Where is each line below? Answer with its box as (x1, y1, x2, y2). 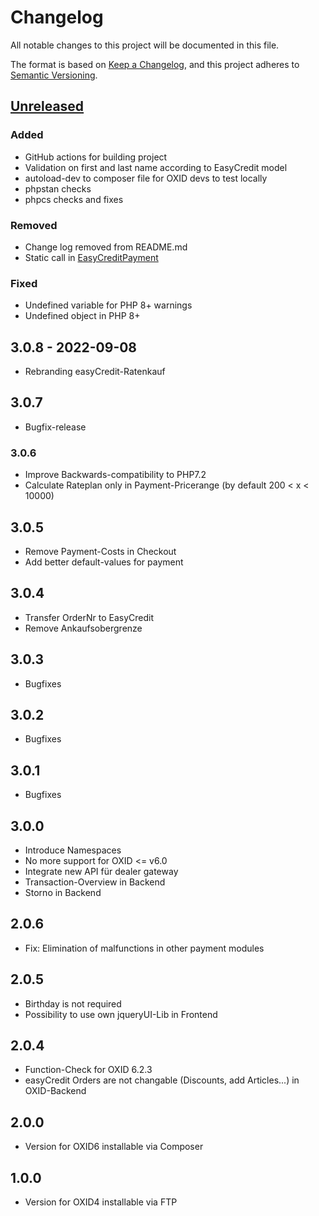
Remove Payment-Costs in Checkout (24, 545, 177, 557)
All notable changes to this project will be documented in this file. (10, 39, 280, 51)
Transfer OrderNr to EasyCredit (24, 611, 154, 623)
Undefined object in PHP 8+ (24, 310, 141, 322)
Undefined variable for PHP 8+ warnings (24, 299, 193, 311)
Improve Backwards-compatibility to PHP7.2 (24, 469, 207, 481)
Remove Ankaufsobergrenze (24, 622, 143, 634)
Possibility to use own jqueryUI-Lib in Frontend (24, 1008, 218, 1020)
